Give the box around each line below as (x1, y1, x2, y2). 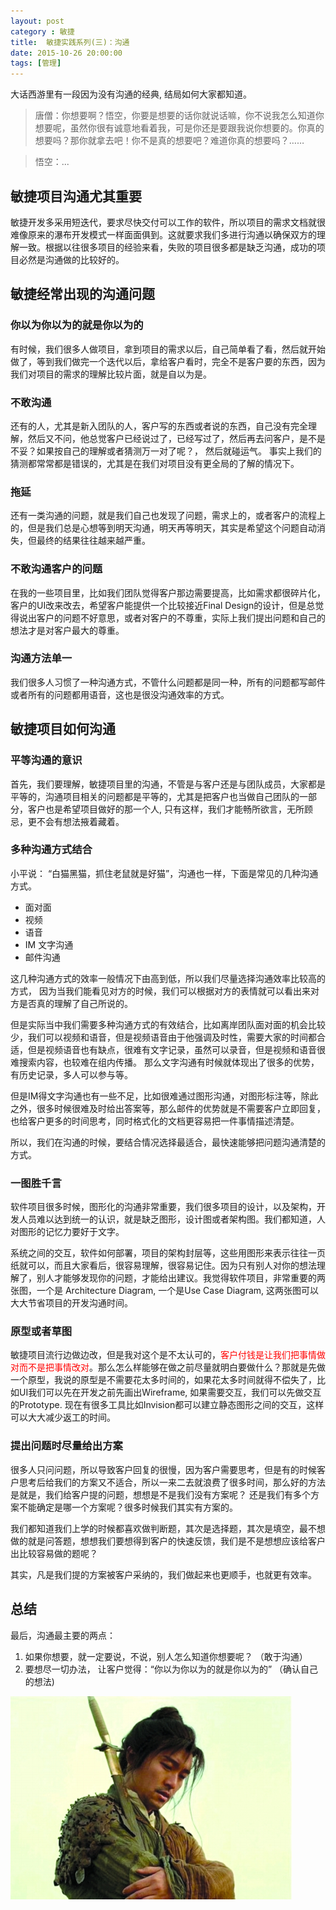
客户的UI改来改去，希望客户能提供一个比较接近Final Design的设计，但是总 (10, 599, 316, 611)
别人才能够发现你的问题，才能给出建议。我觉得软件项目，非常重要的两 (36, 1272, 326, 1284)
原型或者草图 (10, 1325, 73, 1339)
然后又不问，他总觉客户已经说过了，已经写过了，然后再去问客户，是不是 (27, 432, 326, 444)
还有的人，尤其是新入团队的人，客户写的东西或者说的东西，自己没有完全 (10, 420, 308, 432)
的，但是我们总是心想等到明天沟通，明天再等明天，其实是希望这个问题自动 (10, 522, 317, 534)
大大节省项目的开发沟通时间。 (10, 1297, 133, 1309)
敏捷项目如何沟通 (10, 721, 116, 738)
